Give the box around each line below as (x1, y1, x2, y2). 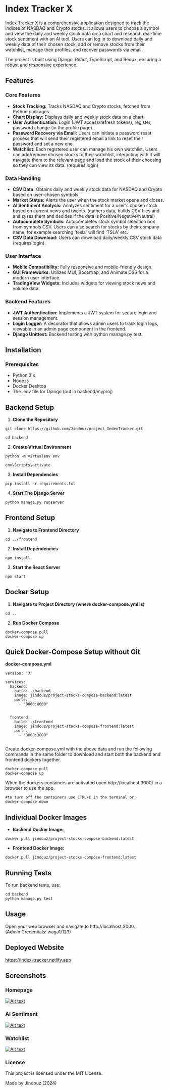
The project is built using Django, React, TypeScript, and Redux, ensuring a (5, 56, 161, 62)
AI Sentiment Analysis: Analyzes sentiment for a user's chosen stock (12, 202, 158, 208)
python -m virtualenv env (5, 454, 60, 459)
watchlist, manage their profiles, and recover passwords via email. (5, 46, 143, 53)
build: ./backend (14, 688, 51, 694)
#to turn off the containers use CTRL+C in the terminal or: (5, 795, 137, 800)
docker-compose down (5, 799, 49, 804)
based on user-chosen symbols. (12, 192, 80, 198)
